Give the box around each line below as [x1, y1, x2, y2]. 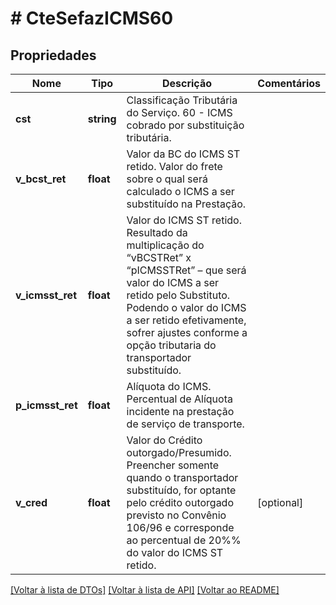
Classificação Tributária [126, 93, 238, 107]
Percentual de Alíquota [126, 392, 233, 406]
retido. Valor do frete [126, 160, 223, 173]
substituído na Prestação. [126, 197, 247, 211]
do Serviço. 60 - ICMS [126, 106, 233, 119]
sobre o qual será [126, 172, 208, 186]
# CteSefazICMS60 [10, 7, 174, 30]
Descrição [161, 77, 212, 90]
